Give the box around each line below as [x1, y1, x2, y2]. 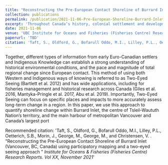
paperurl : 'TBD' [5, 36, 39, 41]
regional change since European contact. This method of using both [5, 70, 145, 76]
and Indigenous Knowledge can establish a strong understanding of [5, 59, 145, 65]
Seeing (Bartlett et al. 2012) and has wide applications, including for [5, 80, 144, 86]
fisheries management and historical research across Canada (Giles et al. [5, 86, 156, 92]
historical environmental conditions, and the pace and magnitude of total [5, 64, 155, 70]
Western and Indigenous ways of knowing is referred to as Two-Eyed [5, 75, 148, 81]
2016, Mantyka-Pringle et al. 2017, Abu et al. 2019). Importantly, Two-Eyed [5, 91, 157, 97]
